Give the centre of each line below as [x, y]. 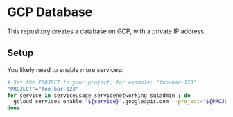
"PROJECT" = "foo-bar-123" [43, 89]
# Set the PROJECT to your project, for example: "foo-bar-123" [102, 82]
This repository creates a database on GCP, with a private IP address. [106, 31]
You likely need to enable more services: [65, 69]
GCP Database [50, 12]
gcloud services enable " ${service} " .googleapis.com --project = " [110, 102]
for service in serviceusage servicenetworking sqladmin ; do [99, 95]
